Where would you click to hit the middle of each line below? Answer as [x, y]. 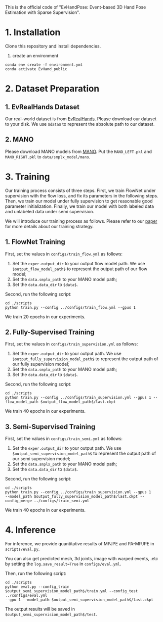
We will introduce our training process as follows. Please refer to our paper [81, 221]
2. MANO [19, 140]
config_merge [19, 501]
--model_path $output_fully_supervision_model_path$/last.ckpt [72, 497]
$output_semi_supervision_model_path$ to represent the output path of [84, 454]
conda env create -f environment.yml [44, 65]
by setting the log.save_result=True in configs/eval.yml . [63, 564]
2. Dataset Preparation [52, 89]
